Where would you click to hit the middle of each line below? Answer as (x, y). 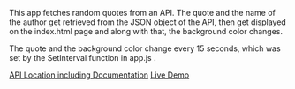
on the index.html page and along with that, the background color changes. (146, 31)
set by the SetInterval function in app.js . (83, 58)
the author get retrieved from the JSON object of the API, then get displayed (148, 22)
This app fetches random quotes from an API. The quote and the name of (142, 13)
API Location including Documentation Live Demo (99, 75)
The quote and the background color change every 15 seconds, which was (145, 48)
